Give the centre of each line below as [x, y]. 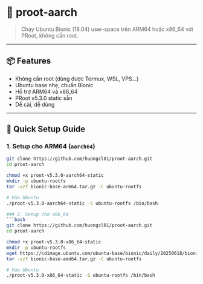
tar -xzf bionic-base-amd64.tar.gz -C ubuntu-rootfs [74, 259]
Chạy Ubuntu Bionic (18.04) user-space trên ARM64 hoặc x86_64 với [107, 29]
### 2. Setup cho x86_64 [37, 214]
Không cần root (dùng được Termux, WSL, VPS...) [77, 79]
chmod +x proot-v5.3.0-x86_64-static [54, 242]
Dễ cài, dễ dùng [35, 104]
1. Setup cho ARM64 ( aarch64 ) [51, 147]
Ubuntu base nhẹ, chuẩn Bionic [54, 85]
